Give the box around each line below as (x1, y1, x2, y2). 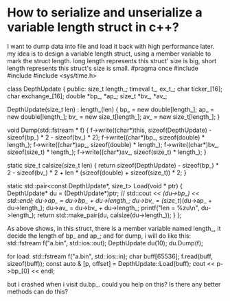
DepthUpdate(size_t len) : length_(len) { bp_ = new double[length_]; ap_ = (7, 105, 215, 113)
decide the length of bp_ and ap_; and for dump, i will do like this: (7, 232, 191, 240)
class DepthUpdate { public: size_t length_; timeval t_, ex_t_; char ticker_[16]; (7, 85, 223, 93)
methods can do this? (7, 287, 69, 296)
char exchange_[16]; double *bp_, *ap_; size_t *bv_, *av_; (7, 91, 168, 100)
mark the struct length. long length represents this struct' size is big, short (7, 56, 217, 65)
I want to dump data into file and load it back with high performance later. (7, 42, 215, 50)
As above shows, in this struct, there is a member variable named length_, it (7, 224, 221, 232)
